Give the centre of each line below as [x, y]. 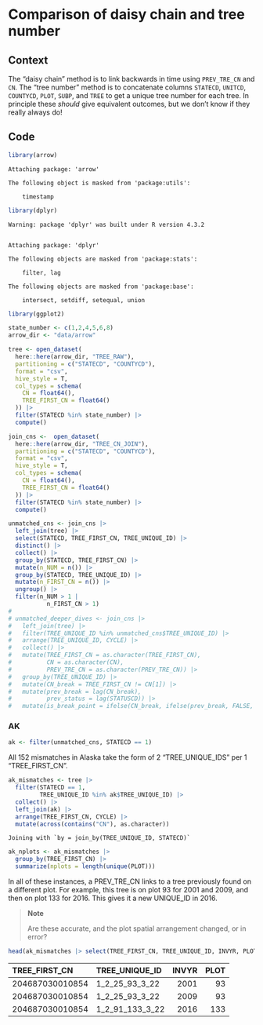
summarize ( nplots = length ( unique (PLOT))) [85, 866]
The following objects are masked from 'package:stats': [103, 259]
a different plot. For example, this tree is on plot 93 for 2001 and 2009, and [128, 890]
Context [28, 60]
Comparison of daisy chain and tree [126, 15]
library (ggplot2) [36, 314]
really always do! [35, 112]
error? [37, 937]
